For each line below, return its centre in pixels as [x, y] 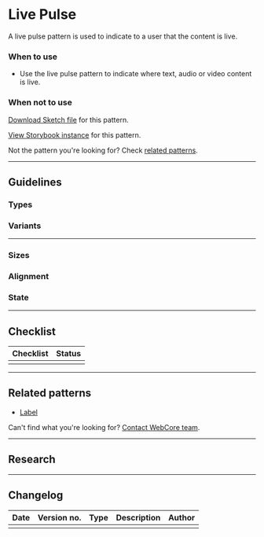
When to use [33, 57]
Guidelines [35, 182]
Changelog [36, 496]
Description [138, 517]
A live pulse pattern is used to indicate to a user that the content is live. [123, 36]
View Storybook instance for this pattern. [75, 134]
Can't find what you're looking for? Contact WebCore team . [104, 427]
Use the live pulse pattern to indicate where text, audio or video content [136, 74]
